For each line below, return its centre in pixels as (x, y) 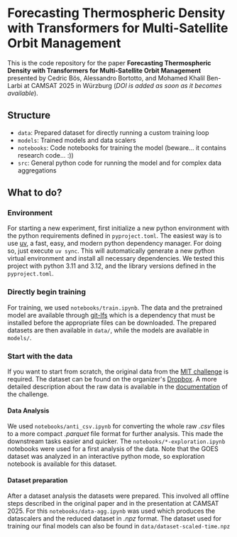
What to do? (35, 193)
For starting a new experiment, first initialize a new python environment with (118, 228)
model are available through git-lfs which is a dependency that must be (111, 315)
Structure (29, 115)
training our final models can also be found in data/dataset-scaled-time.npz (119, 526)
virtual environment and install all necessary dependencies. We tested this (116, 259)
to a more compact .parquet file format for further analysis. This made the (115, 434)
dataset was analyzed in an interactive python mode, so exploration (106, 457)
